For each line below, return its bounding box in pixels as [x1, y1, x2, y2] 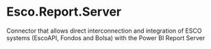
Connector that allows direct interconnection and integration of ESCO [6, 27, 202, 35]
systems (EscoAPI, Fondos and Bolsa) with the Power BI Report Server [6, 33, 206, 42]
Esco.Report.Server [6, 4, 122, 20]
